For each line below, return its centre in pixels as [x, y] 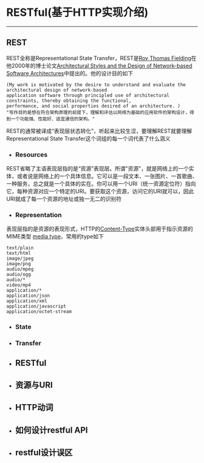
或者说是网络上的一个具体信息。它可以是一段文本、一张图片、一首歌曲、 [107, 176]
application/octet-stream [39, 312]
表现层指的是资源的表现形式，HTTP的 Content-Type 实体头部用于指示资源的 [100, 229]
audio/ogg [19, 275]
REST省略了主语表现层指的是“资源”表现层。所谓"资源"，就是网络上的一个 [98, 169]
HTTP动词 [34, 407]
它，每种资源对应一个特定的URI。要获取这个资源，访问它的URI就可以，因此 [100, 191]
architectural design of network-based [57, 90]
